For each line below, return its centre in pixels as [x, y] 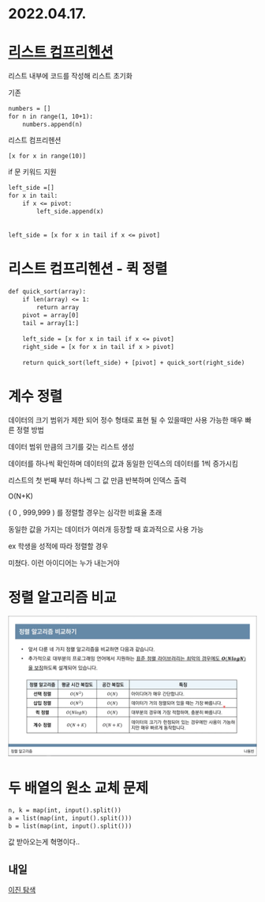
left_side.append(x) [70, 212]
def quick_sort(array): [47, 292]
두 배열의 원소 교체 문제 [78, 788]
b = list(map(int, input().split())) [70, 826]
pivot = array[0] [51, 316]
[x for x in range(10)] [47, 156]
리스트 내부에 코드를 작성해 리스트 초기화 [70, 76]
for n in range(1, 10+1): [50, 117]
